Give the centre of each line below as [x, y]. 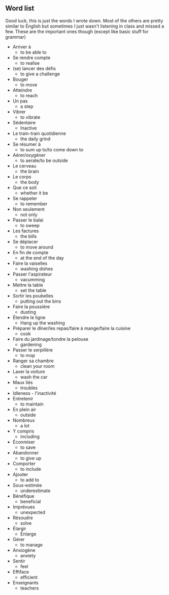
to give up [31, 458]
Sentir [19, 561]
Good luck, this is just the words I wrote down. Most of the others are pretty [84, 20]
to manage [31, 545]
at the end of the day [42, 258]
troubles [29, 388]
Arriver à [22, 47]
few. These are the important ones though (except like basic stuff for [77, 31]
